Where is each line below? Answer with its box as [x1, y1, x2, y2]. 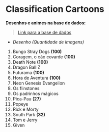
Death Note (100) [12, 59, 48, 65]
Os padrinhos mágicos [12, 90, 58, 96]
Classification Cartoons [5, 3, 105, 15]
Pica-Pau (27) [12, 95, 41, 102]
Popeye [12, 101, 28, 107]
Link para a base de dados [17, 29, 72, 35]
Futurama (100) [12, 69, 45, 75]
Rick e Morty [12, 106, 39, 112]
